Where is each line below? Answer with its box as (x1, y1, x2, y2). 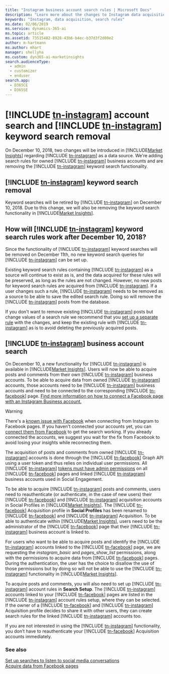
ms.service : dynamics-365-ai (5, 26, 66, 31)
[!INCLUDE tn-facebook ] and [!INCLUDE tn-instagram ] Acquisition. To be (5, 513, 157, 519)
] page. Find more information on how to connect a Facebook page (25, 393, 163, 399)
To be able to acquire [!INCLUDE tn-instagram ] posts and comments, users (5, 486, 161, 492)
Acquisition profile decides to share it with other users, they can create (5, 607, 152, 613)
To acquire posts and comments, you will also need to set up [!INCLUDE (5, 580, 154, 587)
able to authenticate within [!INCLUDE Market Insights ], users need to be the (5, 518, 162, 524)
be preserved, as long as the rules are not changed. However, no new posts (5, 278, 162, 284)
